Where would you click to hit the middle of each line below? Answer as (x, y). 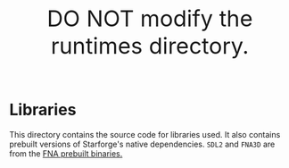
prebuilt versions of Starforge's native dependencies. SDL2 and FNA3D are (142, 144)
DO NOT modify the (150, 18)
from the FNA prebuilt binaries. (66, 153)
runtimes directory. (150, 46)
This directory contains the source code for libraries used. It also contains (145, 134)
